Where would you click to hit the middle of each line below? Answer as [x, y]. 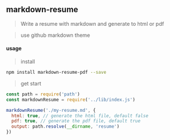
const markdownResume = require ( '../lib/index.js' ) [71, 100]
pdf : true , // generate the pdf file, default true [76, 121]
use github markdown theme [55, 35]
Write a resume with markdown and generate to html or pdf [92, 23]
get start [31, 83]
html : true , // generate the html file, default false [80, 116]
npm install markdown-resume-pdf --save [56, 73]
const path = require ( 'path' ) [43, 94]
